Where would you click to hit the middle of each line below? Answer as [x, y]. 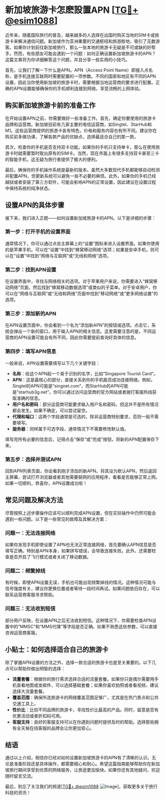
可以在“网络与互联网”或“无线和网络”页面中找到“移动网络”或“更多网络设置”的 [82, 294]
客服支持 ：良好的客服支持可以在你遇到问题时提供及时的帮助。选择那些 [83, 722]
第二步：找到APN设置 [31, 270]
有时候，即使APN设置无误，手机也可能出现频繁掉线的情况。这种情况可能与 [81, 582]
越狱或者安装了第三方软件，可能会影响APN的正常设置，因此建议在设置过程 [81, 182]
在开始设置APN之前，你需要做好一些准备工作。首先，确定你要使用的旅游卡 [81, 118]
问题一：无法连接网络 [30, 533]
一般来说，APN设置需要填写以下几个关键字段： [53, 363]
